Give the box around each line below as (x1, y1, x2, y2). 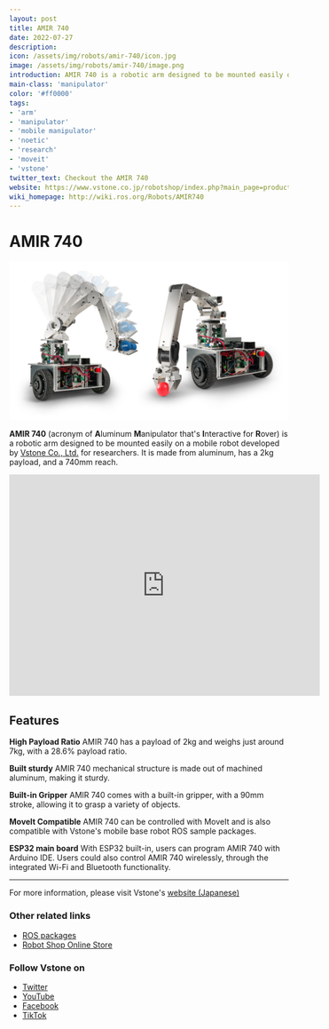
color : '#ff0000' (9, 89, 74, 98)
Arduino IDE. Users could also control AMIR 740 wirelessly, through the (9, 852, 269, 863)
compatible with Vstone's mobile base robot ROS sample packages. (9, 826, 257, 836)
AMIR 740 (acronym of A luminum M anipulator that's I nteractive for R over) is (9, 428, 288, 439)
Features (9, 713, 59, 728)
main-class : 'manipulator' (9, 80, 109, 89)
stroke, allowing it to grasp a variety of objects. (9, 799, 181, 810)
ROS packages (21, 930, 77, 940)
